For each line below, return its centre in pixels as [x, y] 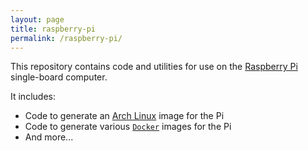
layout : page [37, 19]
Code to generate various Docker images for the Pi [128, 127]
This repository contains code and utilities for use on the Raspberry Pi [154, 67]
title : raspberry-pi [53, 29]
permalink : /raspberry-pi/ [66, 38]
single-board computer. [59, 77]
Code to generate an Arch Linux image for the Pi [124, 116]
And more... [49, 137]
